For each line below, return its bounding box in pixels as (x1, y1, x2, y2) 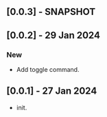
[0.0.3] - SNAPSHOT (6, 6, 96, 18)
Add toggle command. (16, 66, 80, 74)
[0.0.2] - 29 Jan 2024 (6, 29, 101, 41)
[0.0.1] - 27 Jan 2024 (6, 86, 97, 97)
